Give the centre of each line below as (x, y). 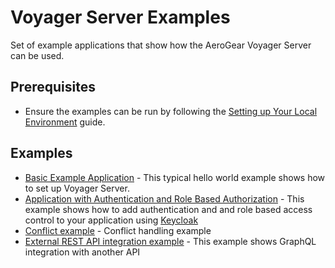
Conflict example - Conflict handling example (118, 230)
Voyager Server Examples (120, 17)
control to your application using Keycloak (111, 220)
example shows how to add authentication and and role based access (168, 209)
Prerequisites (53, 87)
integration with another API (82, 252)
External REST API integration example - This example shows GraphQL (170, 241)
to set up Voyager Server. (77, 188)
